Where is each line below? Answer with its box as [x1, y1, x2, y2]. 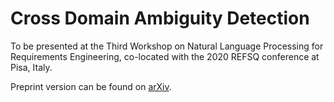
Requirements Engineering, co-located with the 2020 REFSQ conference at [10, 50, 320, 62]
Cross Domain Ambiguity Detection [10, 7, 310, 30]
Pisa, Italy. [10, 61, 53, 73]
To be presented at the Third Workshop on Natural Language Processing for [10, 40, 324, 52]
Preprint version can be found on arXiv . [10, 80, 172, 92]
